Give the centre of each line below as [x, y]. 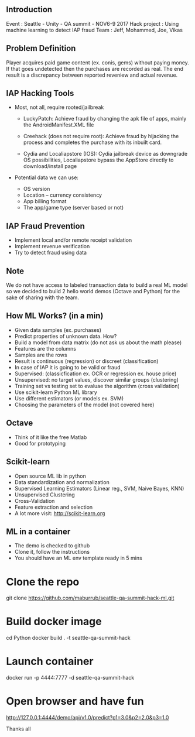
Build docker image [54, 621]
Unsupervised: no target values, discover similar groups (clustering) [96, 379]
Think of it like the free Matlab [51, 437]
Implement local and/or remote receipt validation [73, 240]
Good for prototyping [40, 443]
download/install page [50, 166]
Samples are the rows [41, 355]
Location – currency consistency [63, 195]
